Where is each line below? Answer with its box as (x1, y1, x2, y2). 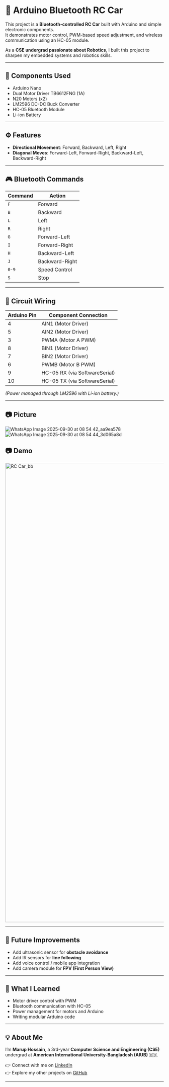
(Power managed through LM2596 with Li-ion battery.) (5, 390, 119, 396)
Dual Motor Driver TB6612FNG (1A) (12, 90, 85, 96)
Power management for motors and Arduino (12, 1009, 104, 1015)
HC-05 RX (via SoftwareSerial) (41, 369, 115, 376)
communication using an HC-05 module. (5, 37, 90, 43)
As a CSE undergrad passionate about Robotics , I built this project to (5, 47, 150, 53)
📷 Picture (5, 410, 37, 419)
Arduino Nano (12, 85, 42, 91)
